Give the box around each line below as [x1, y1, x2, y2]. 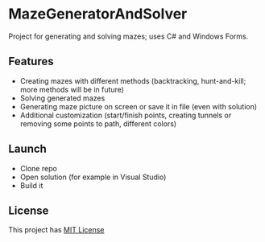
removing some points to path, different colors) [19, 118, 177, 129]
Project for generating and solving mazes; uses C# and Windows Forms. [8, 31, 249, 41]
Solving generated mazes [19, 93, 106, 103]
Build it [19, 180, 43, 190]
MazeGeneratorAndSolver [8, 5, 188, 23]
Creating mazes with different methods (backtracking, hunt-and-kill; [19, 76, 246, 85]
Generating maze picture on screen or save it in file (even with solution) [19, 101, 258, 111]
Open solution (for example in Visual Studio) [19, 172, 167, 182]
